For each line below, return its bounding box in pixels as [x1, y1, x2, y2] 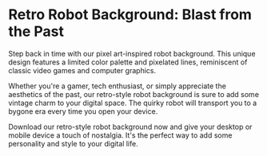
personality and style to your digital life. [8, 138, 138, 148]
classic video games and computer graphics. [8, 65, 157, 75]
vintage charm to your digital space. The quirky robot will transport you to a [8, 98, 257, 107]
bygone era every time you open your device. [8, 106, 158, 116]
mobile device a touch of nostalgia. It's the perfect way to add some [8, 130, 233, 140]
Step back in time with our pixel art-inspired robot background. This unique [8, 49, 256, 58]
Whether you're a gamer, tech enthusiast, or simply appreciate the [8, 81, 226, 91]
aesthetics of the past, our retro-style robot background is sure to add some [8, 89, 260, 99]
